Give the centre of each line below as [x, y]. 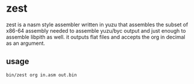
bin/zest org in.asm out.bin [41, 75]
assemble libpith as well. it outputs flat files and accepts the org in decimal [96, 37]
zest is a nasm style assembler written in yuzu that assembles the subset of [97, 24]
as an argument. [26, 43]
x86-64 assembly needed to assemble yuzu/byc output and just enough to [96, 30]
